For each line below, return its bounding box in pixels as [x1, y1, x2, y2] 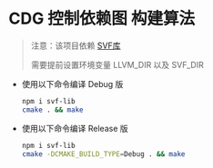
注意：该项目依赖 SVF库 [30, 40, 121, 51]
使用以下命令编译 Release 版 [21, 123, 128, 133]
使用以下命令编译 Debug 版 [21, 78, 124, 89]
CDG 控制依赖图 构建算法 [8, 8, 196, 29]
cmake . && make [21, 105, 84, 114]
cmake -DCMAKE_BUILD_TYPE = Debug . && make [21, 149, 186, 159]
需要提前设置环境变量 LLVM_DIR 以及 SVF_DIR [30, 59, 204, 70]
